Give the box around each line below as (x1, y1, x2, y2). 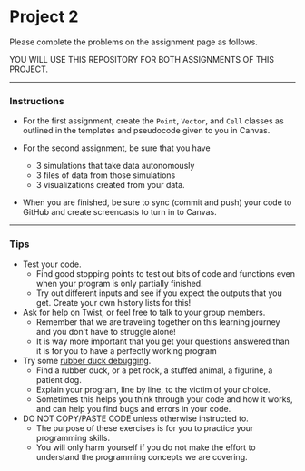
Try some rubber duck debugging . (22, 355, 152, 366)
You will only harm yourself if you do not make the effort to (35, 442, 256, 453)
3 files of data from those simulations (35, 170, 176, 181)
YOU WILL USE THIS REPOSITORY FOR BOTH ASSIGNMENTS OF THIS (9, 54, 275, 64)
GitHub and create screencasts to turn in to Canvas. (22, 207, 217, 218)
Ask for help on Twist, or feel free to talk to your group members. (22, 307, 266, 318)
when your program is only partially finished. (35, 278, 203, 289)
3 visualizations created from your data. (35, 180, 185, 191)
